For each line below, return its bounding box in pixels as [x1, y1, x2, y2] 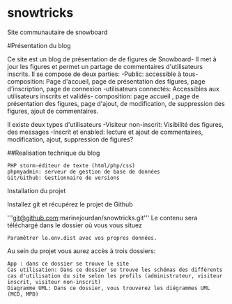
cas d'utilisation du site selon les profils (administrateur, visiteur [7, 272, 223, 280]
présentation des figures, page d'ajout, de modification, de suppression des [7, 99, 225, 107]
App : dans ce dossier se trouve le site [7, 260, 130, 267]
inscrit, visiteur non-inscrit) [7, 278, 101, 285]
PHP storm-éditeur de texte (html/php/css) [7, 162, 136, 169]
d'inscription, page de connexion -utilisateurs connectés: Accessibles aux [7, 84, 219, 93]
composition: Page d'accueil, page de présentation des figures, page [7, 77, 206, 85]
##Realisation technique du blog [7, 149, 100, 157]
